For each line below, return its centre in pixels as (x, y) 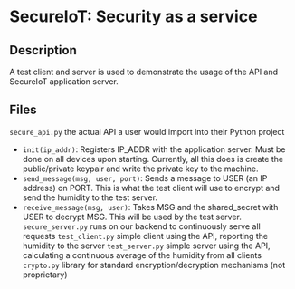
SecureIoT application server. (64, 82)
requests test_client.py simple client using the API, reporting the (145, 236)
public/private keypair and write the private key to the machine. (140, 169)
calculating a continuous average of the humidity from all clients (142, 255)
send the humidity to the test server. (90, 197)
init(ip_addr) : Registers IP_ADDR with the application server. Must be (154, 149)
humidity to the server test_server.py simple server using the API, (146, 246)
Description (43, 50)
